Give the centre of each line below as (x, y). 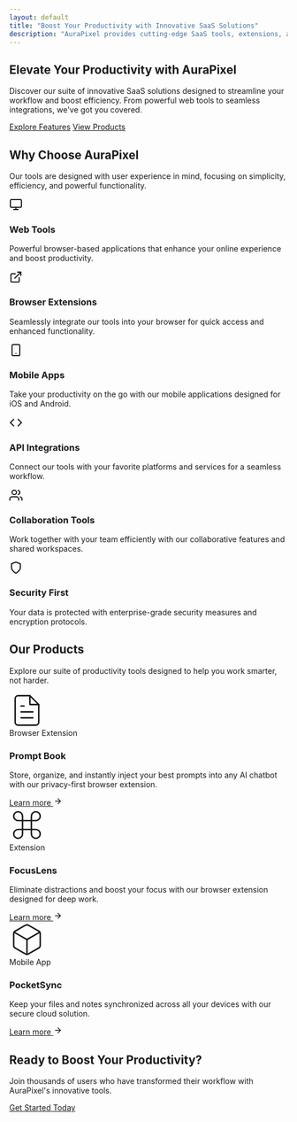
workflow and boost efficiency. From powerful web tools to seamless (135, 101)
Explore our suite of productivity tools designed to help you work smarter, (143, 670)
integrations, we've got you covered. (76, 110)
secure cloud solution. (49, 1014)
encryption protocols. (48, 622)
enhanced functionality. (52, 331)
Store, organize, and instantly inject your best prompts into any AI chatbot (143, 775)
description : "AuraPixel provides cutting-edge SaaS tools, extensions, (146, 34)
